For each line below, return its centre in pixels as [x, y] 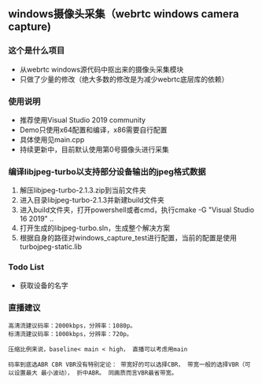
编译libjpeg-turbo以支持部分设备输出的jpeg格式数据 [107, 171]
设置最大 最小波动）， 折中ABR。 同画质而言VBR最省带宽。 [96, 373]
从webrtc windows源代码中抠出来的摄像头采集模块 [101, 69]
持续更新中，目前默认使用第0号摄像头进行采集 [94, 149]
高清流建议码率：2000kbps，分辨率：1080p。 [72, 325]
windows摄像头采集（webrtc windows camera [124, 14]
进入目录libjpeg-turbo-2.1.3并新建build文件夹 [92, 200]
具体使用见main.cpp [52, 139]
